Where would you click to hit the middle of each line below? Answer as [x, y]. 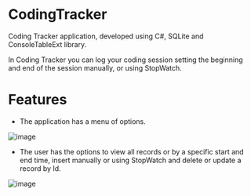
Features [38, 100]
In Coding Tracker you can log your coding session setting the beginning [125, 60]
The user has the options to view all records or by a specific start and [132, 151]
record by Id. [40, 168]
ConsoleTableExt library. [47, 44]
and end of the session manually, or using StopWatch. [95, 67]
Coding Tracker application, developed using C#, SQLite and [106, 36]
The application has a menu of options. [83, 121]
